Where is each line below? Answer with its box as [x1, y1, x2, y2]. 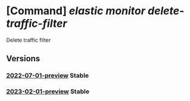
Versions [6, 53, 41, 64]
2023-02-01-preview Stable [6, 87, 89, 96]
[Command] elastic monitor [6, 4, 146, 18]
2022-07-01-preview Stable [6, 71, 89, 80]
